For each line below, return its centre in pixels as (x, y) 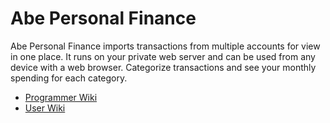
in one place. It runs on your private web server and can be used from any (163, 56)
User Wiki (45, 108)
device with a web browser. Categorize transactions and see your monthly (163, 67)
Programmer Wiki (61, 97)
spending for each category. (69, 78)
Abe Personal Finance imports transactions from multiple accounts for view (165, 46)
